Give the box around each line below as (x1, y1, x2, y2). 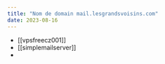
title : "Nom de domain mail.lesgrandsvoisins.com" (7, 10, 159, 17)
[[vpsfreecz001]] (17, 35, 67, 44)
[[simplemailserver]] (17, 43, 77, 51)
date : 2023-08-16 (7, 17, 58, 24)
